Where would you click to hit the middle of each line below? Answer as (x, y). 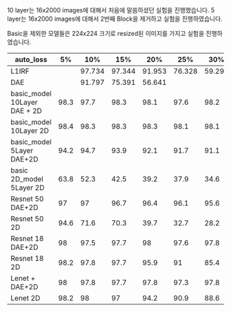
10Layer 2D (30, 131)
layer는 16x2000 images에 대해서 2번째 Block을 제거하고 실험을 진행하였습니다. (115, 19)
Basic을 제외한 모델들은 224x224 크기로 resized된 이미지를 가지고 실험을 (106, 33)
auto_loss (31, 59)
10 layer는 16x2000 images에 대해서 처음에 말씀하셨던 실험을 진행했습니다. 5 (111, 10)
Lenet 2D (25, 298)
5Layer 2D (27, 187)
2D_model (27, 179)
